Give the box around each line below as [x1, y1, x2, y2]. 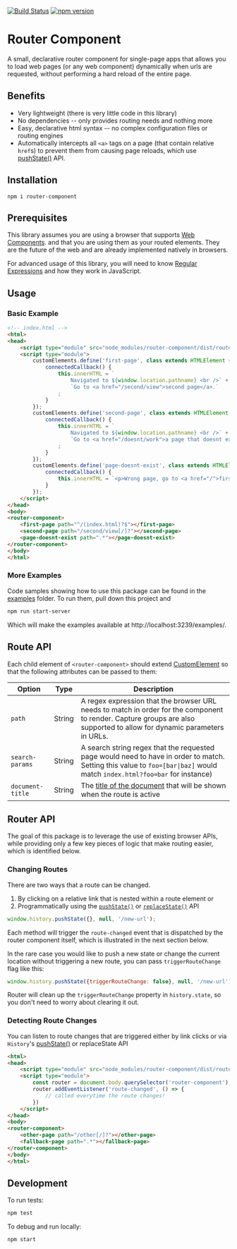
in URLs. [80, 731, 109, 741]
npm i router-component [7, 193, 78, 200]
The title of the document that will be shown [80, 780, 226, 790]
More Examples [7, 571, 62, 580]
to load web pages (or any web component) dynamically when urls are [7, 62, 213, 71]
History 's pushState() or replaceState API [7, 1039, 128, 1047]
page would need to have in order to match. [80, 751, 225, 761]
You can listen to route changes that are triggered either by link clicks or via [7, 1032, 227, 1040]
